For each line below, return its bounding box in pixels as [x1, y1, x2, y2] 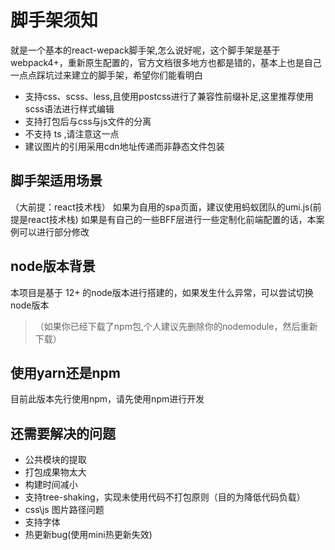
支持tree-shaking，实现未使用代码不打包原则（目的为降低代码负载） [24, 491, 306, 503]
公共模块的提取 [24, 454, 87, 466]
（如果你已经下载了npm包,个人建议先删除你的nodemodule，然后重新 [34, 320, 318, 332]
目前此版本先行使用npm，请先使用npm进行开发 [10, 393, 205, 405]
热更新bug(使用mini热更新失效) [24, 529, 153, 541]
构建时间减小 [24, 479, 78, 491]
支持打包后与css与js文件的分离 [24, 115, 152, 127]
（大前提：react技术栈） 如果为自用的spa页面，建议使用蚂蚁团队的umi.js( [10, 201, 313, 213]
